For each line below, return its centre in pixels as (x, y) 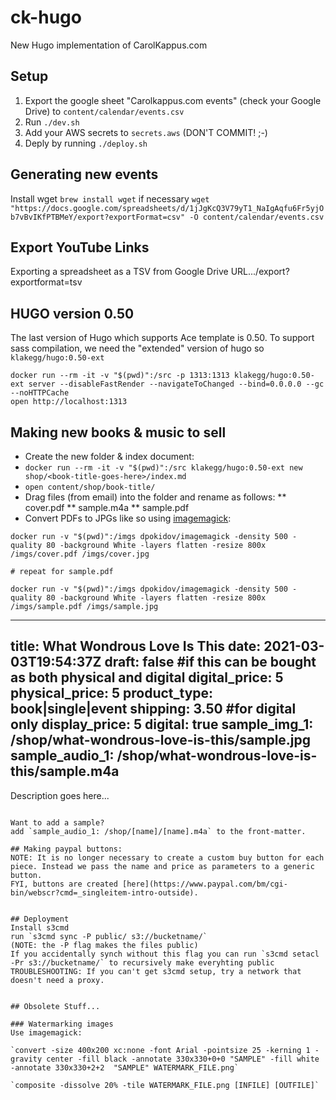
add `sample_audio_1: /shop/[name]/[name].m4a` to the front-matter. (158, 831)
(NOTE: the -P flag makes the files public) (104, 945)
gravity (26, 1059)
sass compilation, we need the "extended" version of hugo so (137, 348)
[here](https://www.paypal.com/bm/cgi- (204, 884)
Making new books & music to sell (118, 432)
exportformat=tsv (46, 282)
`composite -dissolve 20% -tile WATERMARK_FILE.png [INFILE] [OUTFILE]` (165, 1085)
